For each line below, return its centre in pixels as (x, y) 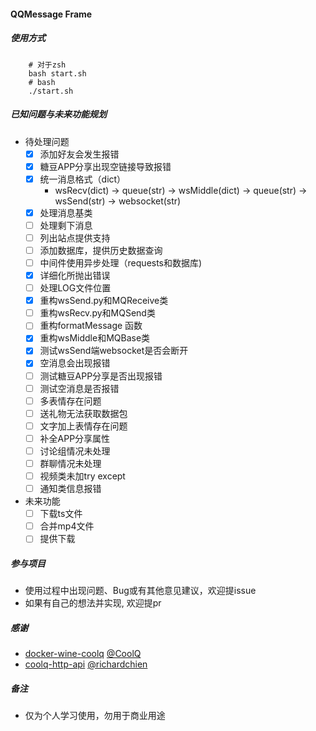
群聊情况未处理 (70, 463)
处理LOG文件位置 (75, 288)
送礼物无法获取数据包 (83, 413)
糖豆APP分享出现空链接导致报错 (105, 166)
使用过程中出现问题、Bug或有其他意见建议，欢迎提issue (140, 591)
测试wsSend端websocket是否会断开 (114, 351)
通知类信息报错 (70, 489)
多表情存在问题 (70, 401)
